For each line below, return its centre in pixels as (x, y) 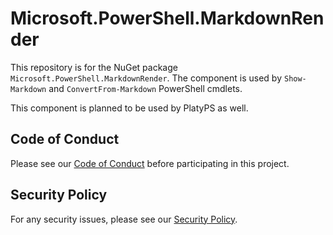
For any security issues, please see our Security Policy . (124, 219)
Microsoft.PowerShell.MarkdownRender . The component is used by (146, 78)
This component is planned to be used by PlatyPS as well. (129, 108)
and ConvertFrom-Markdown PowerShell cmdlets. (145, 88)
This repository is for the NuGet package (94, 67)
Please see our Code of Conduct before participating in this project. (150, 163)
